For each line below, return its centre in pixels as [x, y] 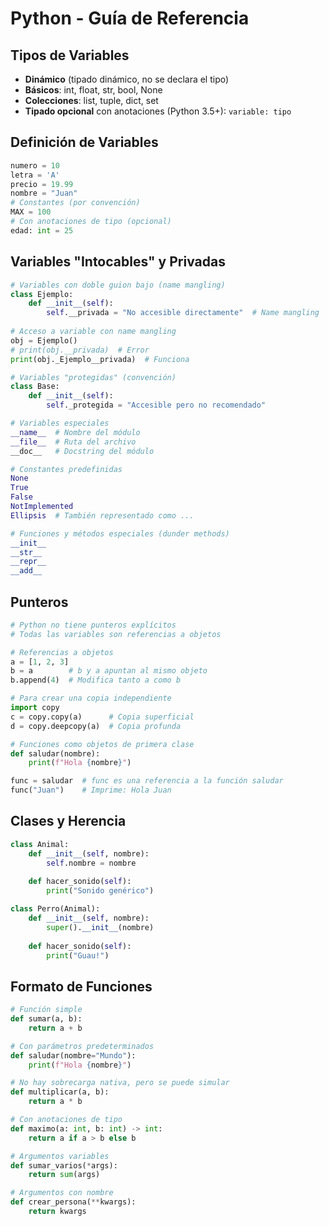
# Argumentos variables [60, 1156]
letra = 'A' [35, 175]
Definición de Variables [84, 142]
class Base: [35, 387]
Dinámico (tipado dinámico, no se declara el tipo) [127, 79]
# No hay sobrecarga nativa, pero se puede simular [120, 1083]
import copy [35, 708]
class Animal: [40, 844]
